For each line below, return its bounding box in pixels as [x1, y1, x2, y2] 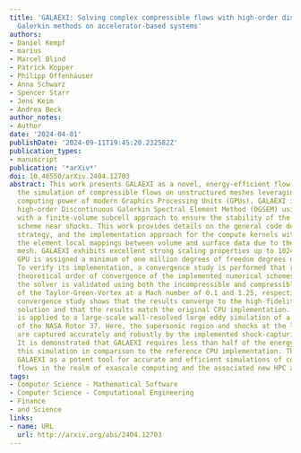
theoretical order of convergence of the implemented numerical [17, 272, 262, 281]
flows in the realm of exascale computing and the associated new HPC [17, 363, 287, 372]
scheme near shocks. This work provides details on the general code [17, 222, 282, 231]
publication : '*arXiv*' [9, 163, 99, 172]
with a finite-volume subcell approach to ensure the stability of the [17, 213, 291, 222]
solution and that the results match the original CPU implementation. [17, 305, 291, 314]
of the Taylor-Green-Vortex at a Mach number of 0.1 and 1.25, [17, 288, 258, 297]
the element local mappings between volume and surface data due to [17, 239, 279, 248]
